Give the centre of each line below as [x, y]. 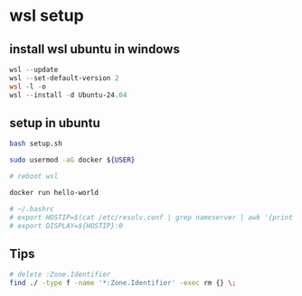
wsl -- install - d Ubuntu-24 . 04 [68, 95]
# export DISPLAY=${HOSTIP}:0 [66, 226]
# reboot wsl [34, 177]
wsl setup [47, 16]
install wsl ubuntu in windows [95, 49]
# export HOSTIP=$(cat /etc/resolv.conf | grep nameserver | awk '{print [151, 217]
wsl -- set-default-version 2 [64, 78]
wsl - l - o [28, 87]
